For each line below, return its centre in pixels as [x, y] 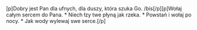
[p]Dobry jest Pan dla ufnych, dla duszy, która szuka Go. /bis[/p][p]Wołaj [94, 9]
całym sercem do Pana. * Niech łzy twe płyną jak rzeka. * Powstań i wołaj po [99, 15]
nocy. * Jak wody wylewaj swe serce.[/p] [56, 21]
